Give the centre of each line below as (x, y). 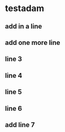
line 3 (14, 59)
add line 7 (20, 125)
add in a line (24, 26)
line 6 (14, 109)
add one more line (33, 42)
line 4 (14, 75)
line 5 (14, 92)
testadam (25, 8)
